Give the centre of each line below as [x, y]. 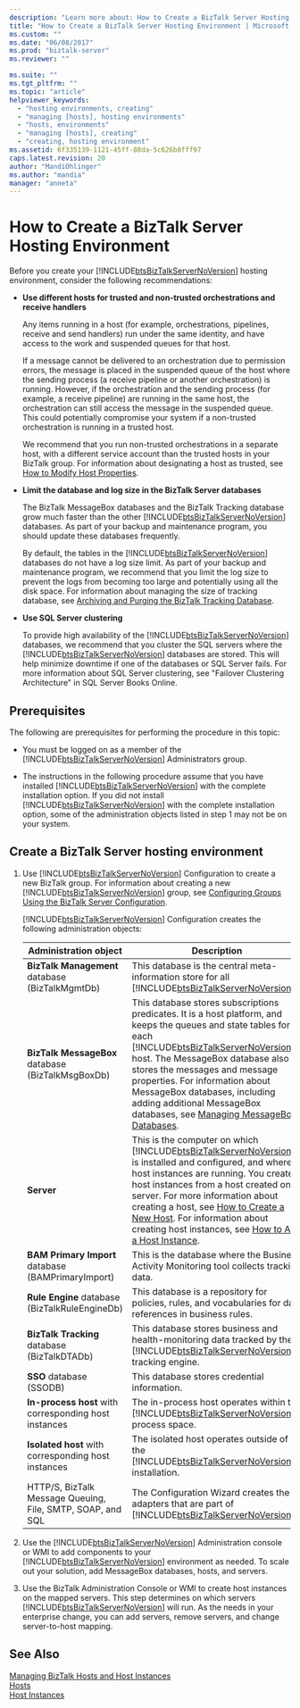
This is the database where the [196, 1254]
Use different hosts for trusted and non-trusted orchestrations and [148, 298]
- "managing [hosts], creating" [78, 133]
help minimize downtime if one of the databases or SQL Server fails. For [154, 664]
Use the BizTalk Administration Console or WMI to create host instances [154, 1588]
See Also [34, 1654]
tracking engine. [166, 1362]
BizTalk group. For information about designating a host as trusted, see [153, 463]
